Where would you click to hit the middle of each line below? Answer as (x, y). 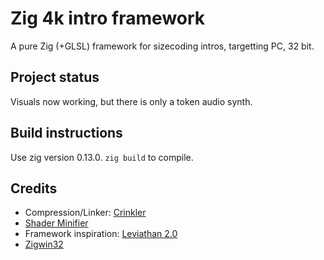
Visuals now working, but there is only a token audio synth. (131, 101)
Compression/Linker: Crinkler (85, 213)
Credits (34, 188)
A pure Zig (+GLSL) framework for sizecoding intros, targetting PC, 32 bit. (162, 46)
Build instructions (66, 133)
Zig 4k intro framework (108, 18)
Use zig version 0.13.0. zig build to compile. (102, 157)
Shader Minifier (56, 223)
